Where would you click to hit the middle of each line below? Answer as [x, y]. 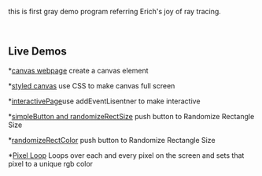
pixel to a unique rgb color [50, 163]
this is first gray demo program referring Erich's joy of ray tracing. [115, 11]
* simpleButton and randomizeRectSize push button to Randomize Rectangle [131, 116]
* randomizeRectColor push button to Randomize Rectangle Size [112, 140]
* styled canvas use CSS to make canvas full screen [92, 85]
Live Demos [37, 52]
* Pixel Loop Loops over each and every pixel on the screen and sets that [126, 155]
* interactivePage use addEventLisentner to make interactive [104, 101]
